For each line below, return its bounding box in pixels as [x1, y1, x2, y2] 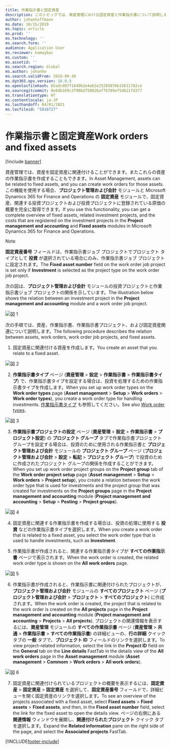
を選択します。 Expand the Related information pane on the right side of [12, 723, 164, 729]
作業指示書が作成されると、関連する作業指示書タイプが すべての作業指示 [12, 548, 165, 554]
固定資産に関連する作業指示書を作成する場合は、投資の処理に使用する [12, 520, 160, 526]
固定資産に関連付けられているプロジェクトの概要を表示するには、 [12, 680, 151, 686]
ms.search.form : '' [5, 41, 47, 46]
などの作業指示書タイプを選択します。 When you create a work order [18, 526, 162, 532]
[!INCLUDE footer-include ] [5, 738, 60, 744]
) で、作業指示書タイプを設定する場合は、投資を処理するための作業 [17, 378, 159, 384]
